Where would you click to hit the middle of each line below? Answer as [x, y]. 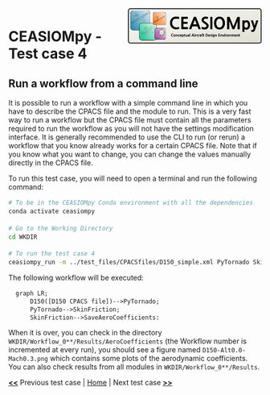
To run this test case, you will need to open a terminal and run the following [133, 178]
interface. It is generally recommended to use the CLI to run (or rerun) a [127, 137]
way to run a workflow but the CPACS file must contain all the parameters [130, 120]
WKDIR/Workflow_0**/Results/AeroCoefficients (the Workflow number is [128, 341]
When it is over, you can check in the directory [85, 333]
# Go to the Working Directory [61, 228]
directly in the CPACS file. [51, 163]
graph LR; [32, 293]
